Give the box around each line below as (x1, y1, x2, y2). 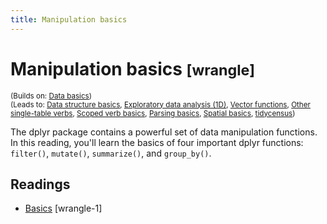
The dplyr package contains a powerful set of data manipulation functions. (10, 126, 318, 138)
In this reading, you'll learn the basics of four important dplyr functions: (10, 136, 304, 148)
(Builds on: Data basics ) (10, 91, 93, 101)
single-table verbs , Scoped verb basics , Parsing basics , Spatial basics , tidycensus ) (10, 108, 296, 118)
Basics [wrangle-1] (24, 202, 103, 215)
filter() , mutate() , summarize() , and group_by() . (10, 147, 212, 159)
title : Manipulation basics (10, 14, 128, 25)
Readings (10, 176, 71, 193)
